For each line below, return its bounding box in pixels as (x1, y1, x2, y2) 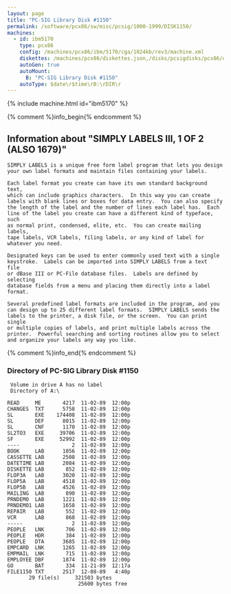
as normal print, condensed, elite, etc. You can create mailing (7, 222, 201, 229)
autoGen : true (19, 61, 60, 68)
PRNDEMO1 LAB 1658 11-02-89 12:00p (7, 502, 131, 509)
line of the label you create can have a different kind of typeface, (7, 210, 214, 217)
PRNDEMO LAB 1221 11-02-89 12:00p (7, 496, 131, 503)
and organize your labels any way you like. (7, 337, 137, 344)
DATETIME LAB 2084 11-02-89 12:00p (7, 460, 131, 467)
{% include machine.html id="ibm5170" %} (7, 99, 129, 107)
